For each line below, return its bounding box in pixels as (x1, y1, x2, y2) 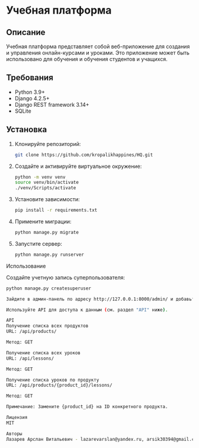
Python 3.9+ (14, 88, 46, 96)
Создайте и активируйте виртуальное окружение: (14, 163, 142, 170)
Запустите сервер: (14, 240, 62, 247)
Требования (6, 72, 53, 83)
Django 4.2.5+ (14, 94, 50, 101)
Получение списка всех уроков (6, 349, 81, 356)
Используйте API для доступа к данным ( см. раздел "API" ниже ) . (6, 307, 168, 313)
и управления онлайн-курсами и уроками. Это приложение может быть (6, 49, 190, 56)
